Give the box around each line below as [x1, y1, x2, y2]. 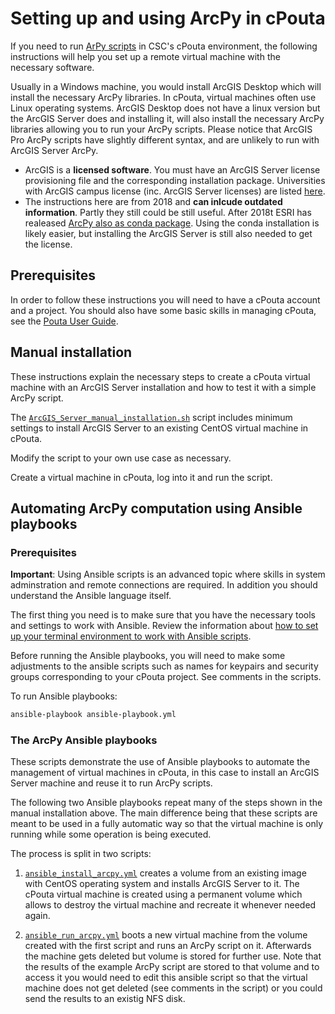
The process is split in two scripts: [10, 848, 152, 860]
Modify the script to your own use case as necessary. [10, 452, 232, 464]
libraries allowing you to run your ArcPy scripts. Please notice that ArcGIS [10, 123, 313, 135]
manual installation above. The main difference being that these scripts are [10, 807, 318, 819]
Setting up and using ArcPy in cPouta [10, 7, 326, 30]
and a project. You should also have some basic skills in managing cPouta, [10, 304, 317, 316]
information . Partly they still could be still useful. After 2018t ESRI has [24, 206, 312, 218]
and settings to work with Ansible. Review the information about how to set [10, 620, 319, 632]
